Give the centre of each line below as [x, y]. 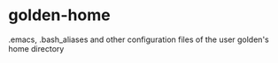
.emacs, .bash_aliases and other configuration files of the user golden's [139, 39]
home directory [36, 48]
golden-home [60, 15]
